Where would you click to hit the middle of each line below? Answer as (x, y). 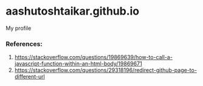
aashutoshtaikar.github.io (73, 11)
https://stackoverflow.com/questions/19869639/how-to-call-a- (93, 57)
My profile (19, 28)
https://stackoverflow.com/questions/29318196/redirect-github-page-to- (105, 70)
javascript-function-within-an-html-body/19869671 (78, 64)
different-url (29, 77)
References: (24, 44)
